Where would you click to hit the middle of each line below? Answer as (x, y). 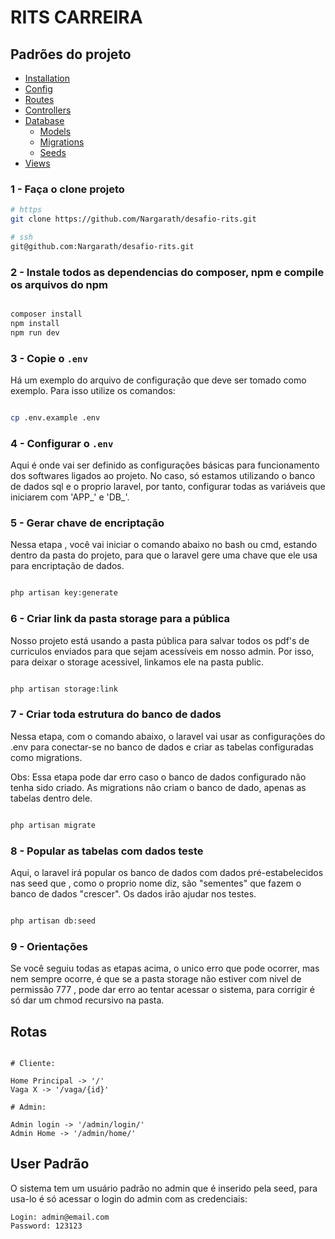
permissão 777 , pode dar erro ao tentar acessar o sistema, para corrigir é (162, 990)
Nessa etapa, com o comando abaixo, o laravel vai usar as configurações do (168, 736)
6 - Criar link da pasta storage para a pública (120, 619)
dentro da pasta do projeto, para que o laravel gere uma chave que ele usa (164, 555)
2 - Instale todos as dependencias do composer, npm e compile (167, 272)
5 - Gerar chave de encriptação (87, 523)
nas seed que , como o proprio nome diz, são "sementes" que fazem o (156, 883)
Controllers (48, 110)
